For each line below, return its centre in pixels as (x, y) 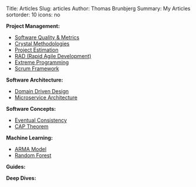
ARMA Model (30, 149)
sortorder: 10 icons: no (33, 15)
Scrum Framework (37, 69)
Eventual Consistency (41, 120)
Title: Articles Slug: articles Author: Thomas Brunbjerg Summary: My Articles (98, 8)
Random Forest (33, 155)
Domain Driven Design (42, 91)
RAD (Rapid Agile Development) (53, 56)
